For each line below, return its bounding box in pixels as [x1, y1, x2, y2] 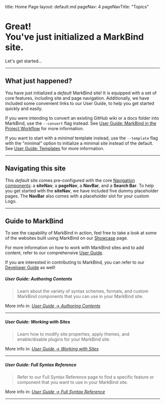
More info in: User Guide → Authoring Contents [5, 303, 101, 309]
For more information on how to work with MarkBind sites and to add [5, 244, 144, 251]
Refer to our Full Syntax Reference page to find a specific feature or [17, 374, 154, 380]
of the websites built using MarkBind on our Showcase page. [5, 235, 129, 241]
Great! [5, 21, 31, 32]
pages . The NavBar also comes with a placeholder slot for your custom [5, 193, 150, 199]
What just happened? [5, 77, 72, 85]
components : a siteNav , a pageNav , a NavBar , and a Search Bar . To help [5, 183, 154, 189]
